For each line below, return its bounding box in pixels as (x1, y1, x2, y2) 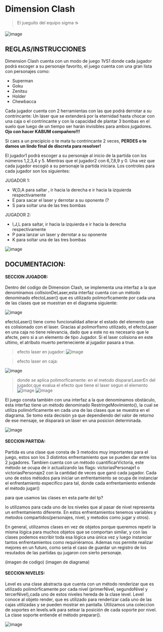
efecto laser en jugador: (17, 349, 65, 355)
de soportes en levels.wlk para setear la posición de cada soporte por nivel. (5, 607, 157, 613)
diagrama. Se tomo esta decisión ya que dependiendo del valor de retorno (5, 412, 154, 419)
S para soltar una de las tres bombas (12, 202, 86, 208)
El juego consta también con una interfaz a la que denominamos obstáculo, (5, 397, 156, 403)
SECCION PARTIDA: (5, 438, 46, 444)
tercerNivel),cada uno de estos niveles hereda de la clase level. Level (5, 591, 144, 597)
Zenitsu (12, 88, 28, 94)
